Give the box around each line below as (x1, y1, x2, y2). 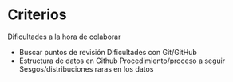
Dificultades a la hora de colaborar (7, 32, 121, 41)
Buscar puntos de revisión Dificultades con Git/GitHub (18, 47, 197, 57)
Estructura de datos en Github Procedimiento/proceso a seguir (18, 56, 226, 65)
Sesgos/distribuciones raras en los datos (18, 64, 154, 73)
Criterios (7, 6, 67, 24)
